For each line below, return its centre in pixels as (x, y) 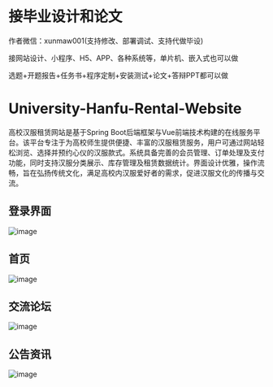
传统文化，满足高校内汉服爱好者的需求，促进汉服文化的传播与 (154, 172)
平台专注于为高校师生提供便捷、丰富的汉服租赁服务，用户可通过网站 (143, 142)
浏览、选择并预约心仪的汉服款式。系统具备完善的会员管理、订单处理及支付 (140, 152)
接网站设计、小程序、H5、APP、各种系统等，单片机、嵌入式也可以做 (123, 58)
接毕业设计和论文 (66, 17)
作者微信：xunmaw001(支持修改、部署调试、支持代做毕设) (106, 41)
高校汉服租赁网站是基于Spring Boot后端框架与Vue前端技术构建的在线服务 (131, 132)
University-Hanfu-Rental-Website (125, 109)
